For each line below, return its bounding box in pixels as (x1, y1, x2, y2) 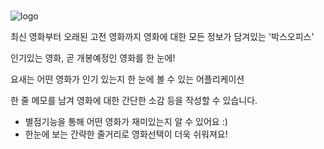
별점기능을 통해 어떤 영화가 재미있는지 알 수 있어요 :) (24, 116, 228, 128)
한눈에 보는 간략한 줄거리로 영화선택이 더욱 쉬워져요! (24, 128, 228, 140)
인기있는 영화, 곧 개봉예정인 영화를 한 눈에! (10, 52, 176, 64)
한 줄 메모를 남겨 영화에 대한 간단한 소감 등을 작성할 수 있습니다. (10, 95, 258, 107)
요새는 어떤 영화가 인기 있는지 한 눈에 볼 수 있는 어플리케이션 (10, 73, 245, 85)
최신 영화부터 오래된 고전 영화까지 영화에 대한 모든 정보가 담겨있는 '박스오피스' (10, 31, 315, 43)
